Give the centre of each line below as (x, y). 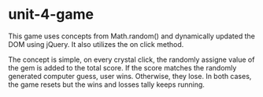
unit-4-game (51, 14)
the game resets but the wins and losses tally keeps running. (106, 84)
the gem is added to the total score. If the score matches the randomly (122, 67)
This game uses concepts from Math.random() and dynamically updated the (132, 36)
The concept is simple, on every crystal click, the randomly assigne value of (131, 59)
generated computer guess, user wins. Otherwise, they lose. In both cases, (130, 76)
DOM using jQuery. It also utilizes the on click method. (96, 44)
